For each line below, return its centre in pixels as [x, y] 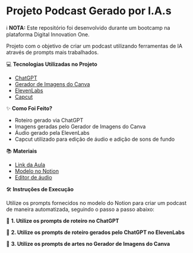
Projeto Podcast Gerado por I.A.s [89, 11]
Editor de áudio [33, 177]
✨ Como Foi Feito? [29, 108]
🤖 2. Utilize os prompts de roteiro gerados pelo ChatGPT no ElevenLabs [96, 232]
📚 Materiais [22, 151]
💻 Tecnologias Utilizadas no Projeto [52, 64]
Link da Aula [30, 165]
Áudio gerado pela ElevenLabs [52, 132]
